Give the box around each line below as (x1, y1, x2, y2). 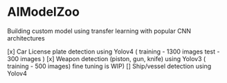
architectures (7, 34, 45, 42)
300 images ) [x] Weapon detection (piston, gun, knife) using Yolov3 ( (7, 54, 206, 62)
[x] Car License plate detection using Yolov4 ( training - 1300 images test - (7, 47, 220, 56)
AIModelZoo (7, 4, 80, 20)
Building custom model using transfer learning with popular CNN (7, 27, 192, 35)
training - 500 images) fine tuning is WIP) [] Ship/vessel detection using (7, 62, 212, 70)
